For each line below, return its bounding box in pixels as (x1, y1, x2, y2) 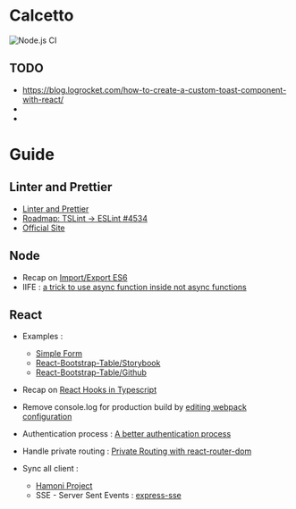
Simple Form (35, 348, 83, 359)
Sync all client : (21, 463, 79, 474)
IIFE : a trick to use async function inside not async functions (21, 281, 248, 292)
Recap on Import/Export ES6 (21, 271, 128, 282)
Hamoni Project (35, 480, 93, 491)
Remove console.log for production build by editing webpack (21, 402, 248, 413)
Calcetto (9, 5, 74, 26)
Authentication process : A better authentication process (21, 429, 232, 439)
